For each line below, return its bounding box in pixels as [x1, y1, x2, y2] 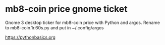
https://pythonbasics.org [5, 34, 56, 40]
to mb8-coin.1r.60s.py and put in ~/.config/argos [5, 24, 104, 30]
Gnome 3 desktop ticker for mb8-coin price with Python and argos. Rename [5, 20, 160, 25]
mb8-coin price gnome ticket [5, 3, 128, 15]
